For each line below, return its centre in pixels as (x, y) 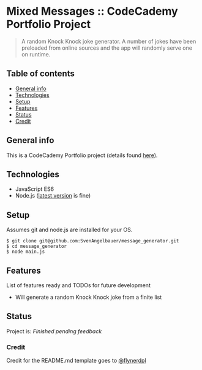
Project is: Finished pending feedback (54, 331)
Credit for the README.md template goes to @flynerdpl (76, 361)
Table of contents (40, 74)
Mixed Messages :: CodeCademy (92, 11)
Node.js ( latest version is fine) (53, 196)
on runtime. (36, 54)
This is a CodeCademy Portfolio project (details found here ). (82, 155)
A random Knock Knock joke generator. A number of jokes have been (109, 41)
